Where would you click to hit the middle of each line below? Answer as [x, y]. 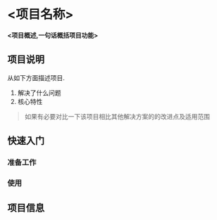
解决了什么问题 [39, 93]
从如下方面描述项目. [36, 77]
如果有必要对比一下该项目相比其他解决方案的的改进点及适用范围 [117, 116]
